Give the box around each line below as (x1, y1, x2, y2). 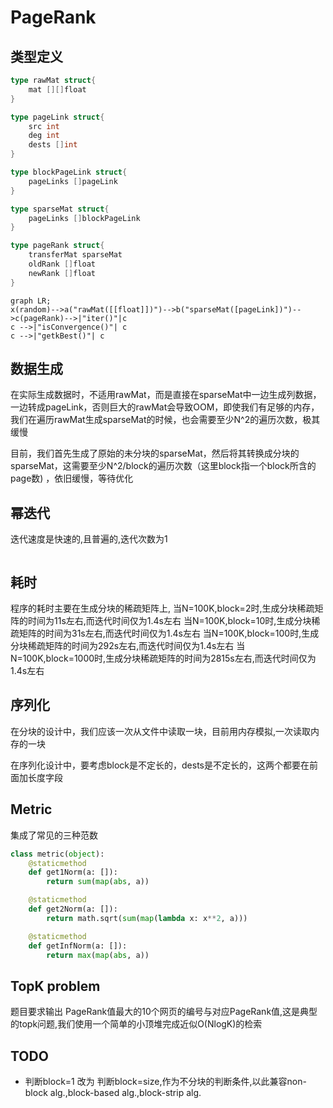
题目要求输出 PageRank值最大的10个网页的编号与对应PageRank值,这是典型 (10, 1006, 318, 1018)
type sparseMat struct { (10, 204, 110, 214)
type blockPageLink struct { (10, 167, 128, 177)
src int (28, 121, 60, 131)
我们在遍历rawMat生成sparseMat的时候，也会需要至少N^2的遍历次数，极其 (10, 414, 321, 426)
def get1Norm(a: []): (28, 867, 118, 878)
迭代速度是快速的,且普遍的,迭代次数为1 (10, 533, 168, 545)
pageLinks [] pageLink (28, 176, 118, 186)
